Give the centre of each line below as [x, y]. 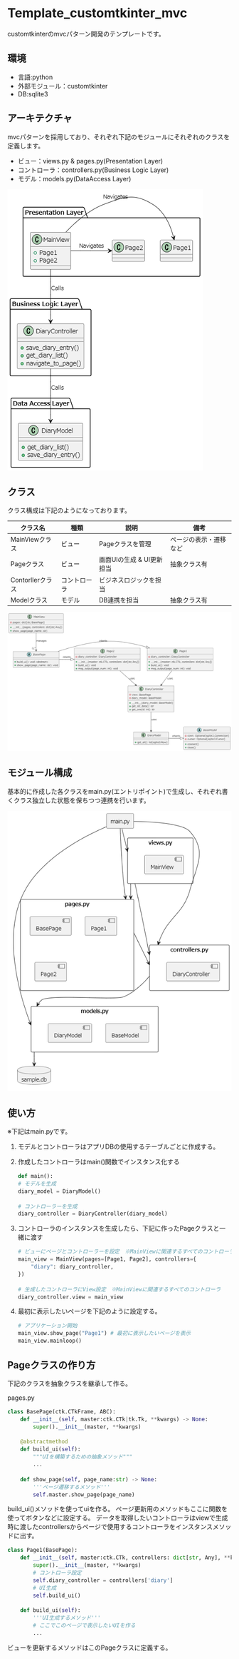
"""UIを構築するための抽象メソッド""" [83, 1457]
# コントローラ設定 [57, 1573]
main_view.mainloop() [49, 1341]
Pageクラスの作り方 [52, 1365]
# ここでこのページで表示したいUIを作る [84, 1625]
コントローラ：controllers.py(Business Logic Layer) [93, 170]
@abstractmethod [44, 1442]
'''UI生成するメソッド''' [67, 1618]
